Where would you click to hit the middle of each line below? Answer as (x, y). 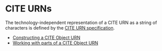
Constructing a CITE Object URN (46, 37)
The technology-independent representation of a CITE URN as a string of (81, 22)
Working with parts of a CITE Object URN (55, 42)
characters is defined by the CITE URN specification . (60, 27)
